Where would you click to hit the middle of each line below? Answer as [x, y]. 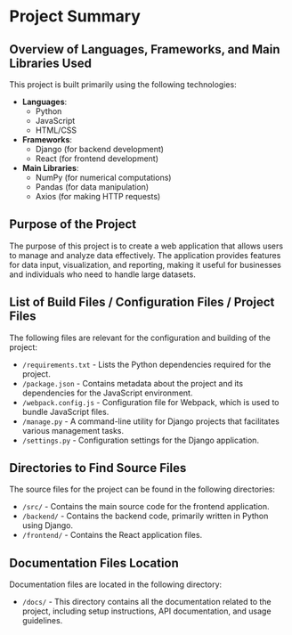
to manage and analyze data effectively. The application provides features [145, 255]
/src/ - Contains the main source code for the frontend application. [146, 507]
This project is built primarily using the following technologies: [123, 85]
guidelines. [42, 621]
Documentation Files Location [94, 563]
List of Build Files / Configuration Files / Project [142, 302]
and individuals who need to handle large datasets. [102, 274]
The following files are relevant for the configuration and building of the [140, 338]
